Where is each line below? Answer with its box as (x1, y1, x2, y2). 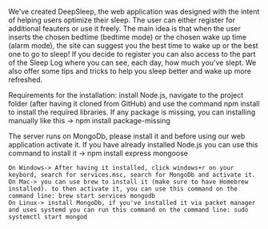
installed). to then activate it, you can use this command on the (8, 185, 238, 193)
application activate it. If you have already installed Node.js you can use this (8, 140, 258, 149)
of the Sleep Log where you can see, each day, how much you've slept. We (8, 58, 257, 67)
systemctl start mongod (8, 213, 88, 221)
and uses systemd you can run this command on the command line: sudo (8, 206, 249, 214)
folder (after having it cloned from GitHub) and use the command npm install (8, 99, 260, 108)
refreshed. (8, 75, 43, 84)
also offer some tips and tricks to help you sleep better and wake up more (8, 66, 252, 75)
